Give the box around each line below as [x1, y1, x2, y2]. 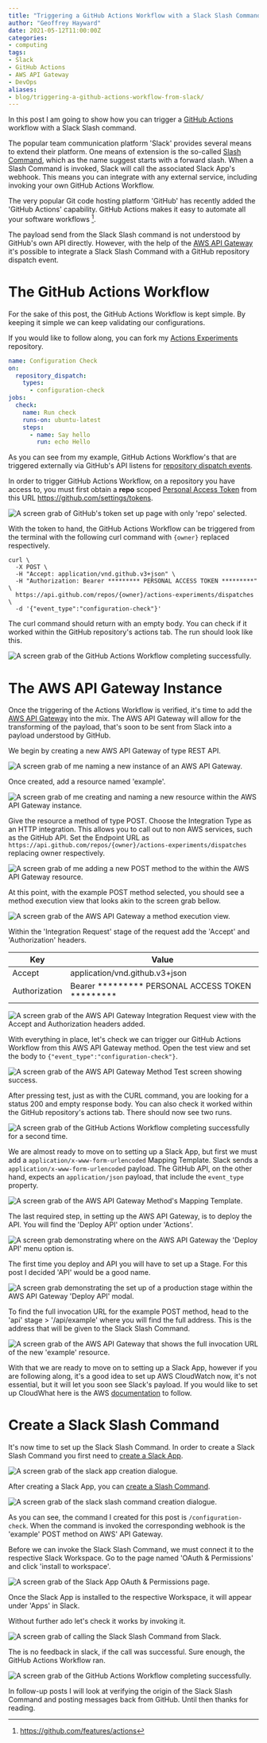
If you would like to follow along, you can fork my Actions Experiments [8, 333, 238, 343]
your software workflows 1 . [8, 213, 97, 223]
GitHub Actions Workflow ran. [8, 1656, 106, 1665]
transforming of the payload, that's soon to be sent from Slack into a [8, 722, 232, 732]
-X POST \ [15, 564, 48, 571]
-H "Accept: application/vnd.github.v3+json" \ [15, 570, 176, 579]
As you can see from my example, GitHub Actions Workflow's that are [8, 452, 237, 462]
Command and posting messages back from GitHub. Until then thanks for [8, 1695, 249, 1705]
